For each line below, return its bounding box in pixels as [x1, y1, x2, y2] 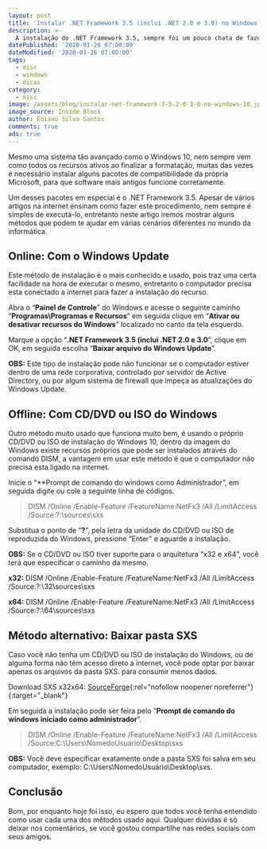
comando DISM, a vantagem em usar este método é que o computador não [8, 454, 255, 464]
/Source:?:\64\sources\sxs [8, 606, 95, 615]
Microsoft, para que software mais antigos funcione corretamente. [8, 177, 226, 187]
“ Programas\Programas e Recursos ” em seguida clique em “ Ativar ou [8, 311, 240, 321]
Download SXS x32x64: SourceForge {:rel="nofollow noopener [8, 682, 213, 692]
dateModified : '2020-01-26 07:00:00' [8, 49, 133, 56]
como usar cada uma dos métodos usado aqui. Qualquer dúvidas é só [8, 815, 238, 824]
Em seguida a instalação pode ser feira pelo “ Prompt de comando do [8, 706, 236, 716]
